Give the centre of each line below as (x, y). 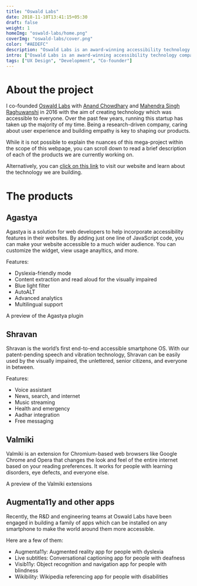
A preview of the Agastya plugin (45, 316)
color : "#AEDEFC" (27, 45)
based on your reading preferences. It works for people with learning (89, 466)
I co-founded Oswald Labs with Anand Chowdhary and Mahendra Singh (93, 106)
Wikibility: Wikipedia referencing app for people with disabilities (91, 577)
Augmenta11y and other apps (60, 502)
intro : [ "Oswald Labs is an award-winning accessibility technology (91, 55)
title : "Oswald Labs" (33, 11)
